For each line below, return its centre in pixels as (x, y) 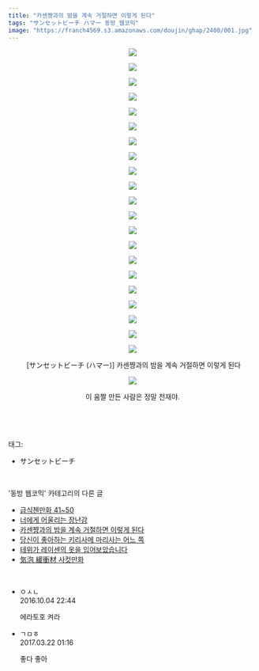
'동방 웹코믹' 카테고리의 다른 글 (56, 493)
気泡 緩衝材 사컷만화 (52, 559)
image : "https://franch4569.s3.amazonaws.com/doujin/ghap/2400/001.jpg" (130, 30)
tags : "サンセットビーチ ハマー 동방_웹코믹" (74, 23)
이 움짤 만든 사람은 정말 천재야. (133, 397)
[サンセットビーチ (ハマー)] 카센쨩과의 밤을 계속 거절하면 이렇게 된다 (133, 366)
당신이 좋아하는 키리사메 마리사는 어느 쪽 (82, 540)
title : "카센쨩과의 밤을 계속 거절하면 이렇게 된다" (82, 15)
